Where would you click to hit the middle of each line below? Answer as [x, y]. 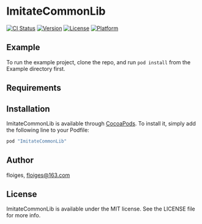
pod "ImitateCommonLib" [37, 141]
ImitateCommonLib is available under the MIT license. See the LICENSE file [101, 209]
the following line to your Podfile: [48, 130]
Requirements [34, 88]
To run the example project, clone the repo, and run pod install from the [99, 62]
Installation [28, 109]
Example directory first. [36, 69]
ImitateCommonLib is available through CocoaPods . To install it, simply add [101, 123]
